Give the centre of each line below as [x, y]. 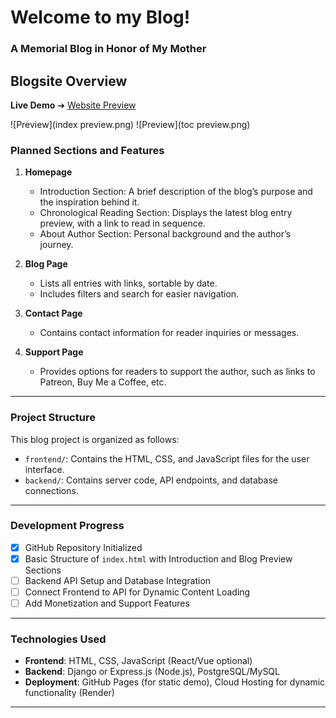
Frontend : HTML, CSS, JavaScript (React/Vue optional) [138, 661]
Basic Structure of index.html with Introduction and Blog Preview [158, 558]
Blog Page [46, 264]
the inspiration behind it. [89, 202]
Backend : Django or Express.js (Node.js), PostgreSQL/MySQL [152, 672]
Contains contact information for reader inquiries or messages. [169, 333]
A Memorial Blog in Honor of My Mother [108, 49]
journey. [56, 245]
